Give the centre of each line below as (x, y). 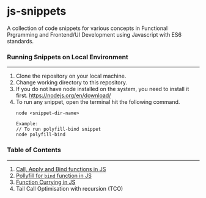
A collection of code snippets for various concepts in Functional (87, 28)
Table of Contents (34, 150)
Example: (27, 124)
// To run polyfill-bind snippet (58, 130)
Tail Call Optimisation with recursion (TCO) (69, 188)
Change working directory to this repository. (72, 82)
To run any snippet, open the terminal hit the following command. (98, 102)
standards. (20, 41)
